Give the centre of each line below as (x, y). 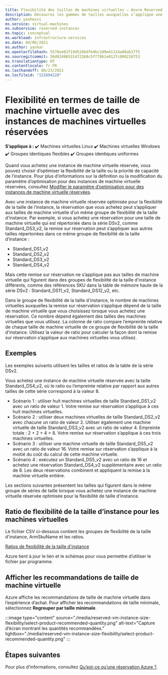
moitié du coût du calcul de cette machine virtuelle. (65, 454)
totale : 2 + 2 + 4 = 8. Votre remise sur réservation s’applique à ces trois (87, 433)
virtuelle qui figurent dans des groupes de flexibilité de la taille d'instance (81, 280)
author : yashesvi (23, 19)
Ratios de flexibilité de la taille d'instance (47, 547)
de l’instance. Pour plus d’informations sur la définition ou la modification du (84, 176)
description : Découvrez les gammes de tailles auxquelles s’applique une (84, 15)
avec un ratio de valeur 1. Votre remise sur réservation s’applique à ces (86, 406)
